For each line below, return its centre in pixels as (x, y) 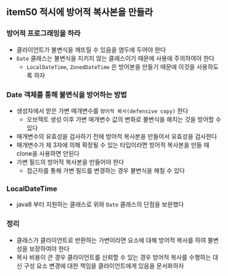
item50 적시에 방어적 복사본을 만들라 (80, 12)
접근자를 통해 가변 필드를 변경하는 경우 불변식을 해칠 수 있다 (105, 170)
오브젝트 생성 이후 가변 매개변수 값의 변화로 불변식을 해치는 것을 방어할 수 (124, 119)
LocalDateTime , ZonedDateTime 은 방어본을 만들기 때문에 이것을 (111, 66)
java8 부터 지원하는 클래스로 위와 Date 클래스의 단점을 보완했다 (100, 204)
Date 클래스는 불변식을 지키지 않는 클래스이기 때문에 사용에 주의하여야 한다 (115, 58)
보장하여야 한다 (49, 249)
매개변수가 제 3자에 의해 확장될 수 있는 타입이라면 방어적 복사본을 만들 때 (113, 145)
